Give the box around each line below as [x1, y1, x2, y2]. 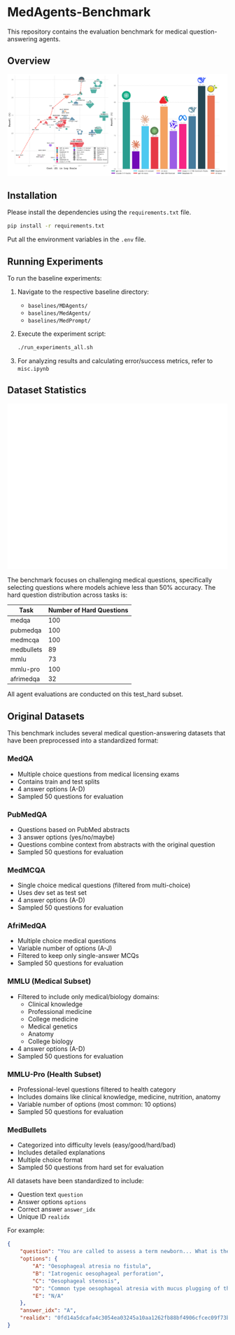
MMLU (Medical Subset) [7, 977, 92, 987]
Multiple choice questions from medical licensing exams [17, 770, 180, 778]
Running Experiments [7, 255, 104, 267]
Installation [7, 190, 57, 202]
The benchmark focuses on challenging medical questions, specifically [7, 575, 212, 584]
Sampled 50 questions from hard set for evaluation [17, 1163, 164, 1172]
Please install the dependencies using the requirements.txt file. [7, 208, 192, 217]
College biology [27, 1037, 73, 1045]
